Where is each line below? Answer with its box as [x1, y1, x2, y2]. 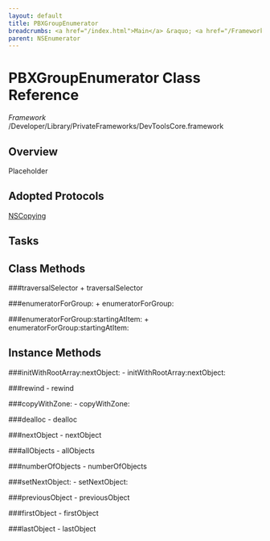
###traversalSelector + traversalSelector [8, 283, 143, 293]
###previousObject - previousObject [8, 493, 130, 502]
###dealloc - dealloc [8, 414, 78, 424]
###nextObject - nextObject [8, 430, 102, 439]
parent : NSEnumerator [8, 34, 81, 43]
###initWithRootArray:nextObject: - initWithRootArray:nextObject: [8, 368, 227, 377]
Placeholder [8, 166, 48, 176]
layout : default [8, 11, 63, 20]
